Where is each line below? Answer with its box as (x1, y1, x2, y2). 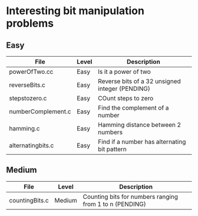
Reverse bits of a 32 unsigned (98, 77, 181, 85)
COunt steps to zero (98, 94, 154, 102)
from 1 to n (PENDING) (82, 199, 146, 208)
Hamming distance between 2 (98, 121, 181, 129)
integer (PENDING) (98, 84, 150, 93)
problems (6, 17, 54, 30)
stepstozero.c (9, 94, 47, 102)
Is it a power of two (98, 68, 151, 76)
